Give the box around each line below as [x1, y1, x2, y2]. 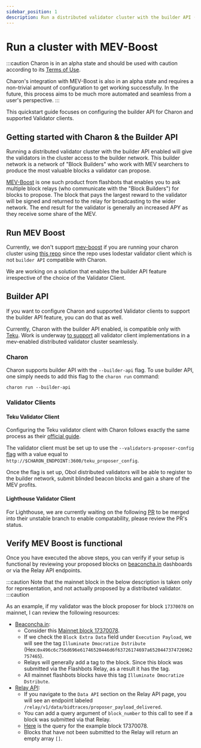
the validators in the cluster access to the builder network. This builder [6, 154, 181, 161]
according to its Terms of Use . [6, 66, 81, 74]
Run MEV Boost [6, 228, 65, 238]
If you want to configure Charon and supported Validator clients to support [6, 307, 190, 315]
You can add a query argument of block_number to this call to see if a [23, 710, 193, 717]
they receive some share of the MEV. [6, 210, 97, 218]
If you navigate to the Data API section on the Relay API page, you [23, 691, 187, 698]
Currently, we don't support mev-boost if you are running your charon [6, 243, 178, 251]
